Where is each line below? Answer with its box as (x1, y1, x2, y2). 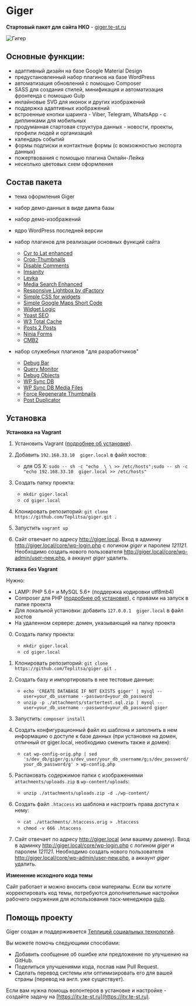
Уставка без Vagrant (6, 566, 58, 573)
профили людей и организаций (14, 129, 92, 136)
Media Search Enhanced (23, 281, 83, 288)
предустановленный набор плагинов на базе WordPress (14, 73, 155, 80)
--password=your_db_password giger (81, 705, 168, 711)
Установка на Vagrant (6, 428, 61, 436)
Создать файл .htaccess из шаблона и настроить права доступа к (14, 801, 180, 808)
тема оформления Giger (14, 193, 75, 200)
